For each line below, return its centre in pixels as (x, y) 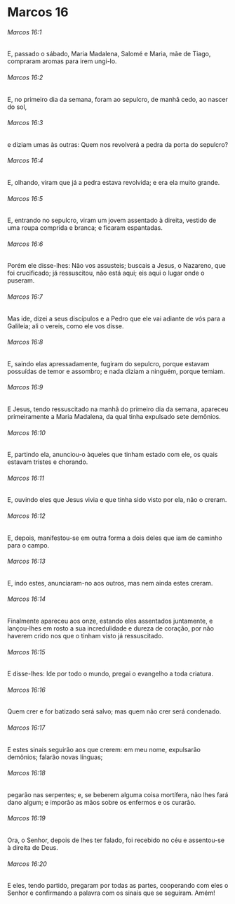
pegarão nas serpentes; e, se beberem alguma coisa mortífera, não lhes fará (118, 794)
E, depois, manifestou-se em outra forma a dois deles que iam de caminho (115, 538)
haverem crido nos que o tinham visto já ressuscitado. (85, 636)
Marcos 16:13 (26, 561)
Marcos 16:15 (26, 652)
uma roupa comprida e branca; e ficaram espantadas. (85, 228)
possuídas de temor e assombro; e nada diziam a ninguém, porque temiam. (116, 371)
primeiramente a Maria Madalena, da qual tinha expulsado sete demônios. (114, 417)
